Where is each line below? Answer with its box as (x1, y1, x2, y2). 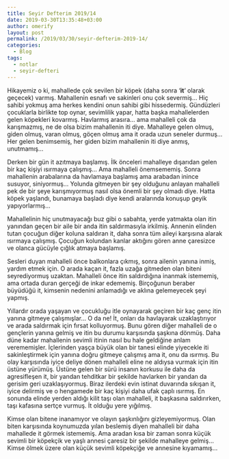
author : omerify (7, 23, 53, 29)
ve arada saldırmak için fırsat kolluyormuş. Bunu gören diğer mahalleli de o (7, 321, 217, 330)
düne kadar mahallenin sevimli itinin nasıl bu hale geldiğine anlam (7, 336, 191, 344)
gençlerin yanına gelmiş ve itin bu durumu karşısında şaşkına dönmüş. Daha (7, 328, 221, 336)
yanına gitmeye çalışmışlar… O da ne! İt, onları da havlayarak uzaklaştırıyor (7, 314, 217, 322)
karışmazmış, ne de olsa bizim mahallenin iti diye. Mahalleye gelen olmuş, (7, 123, 214, 131)
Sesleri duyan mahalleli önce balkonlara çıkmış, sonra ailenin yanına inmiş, (7, 257, 217, 265)
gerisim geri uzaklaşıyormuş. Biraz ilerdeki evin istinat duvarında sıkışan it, (7, 380, 217, 388)
